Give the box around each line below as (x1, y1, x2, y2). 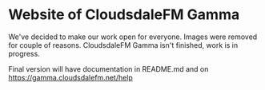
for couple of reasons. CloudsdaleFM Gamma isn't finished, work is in (8, 40, 239, 49)
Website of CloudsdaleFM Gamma (8, 6, 240, 24)
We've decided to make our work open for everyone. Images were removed (8, 32, 258, 41)
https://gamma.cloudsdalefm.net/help (8, 72, 134, 82)
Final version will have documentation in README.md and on (8, 64, 209, 73)
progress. (8, 49, 40, 58)
